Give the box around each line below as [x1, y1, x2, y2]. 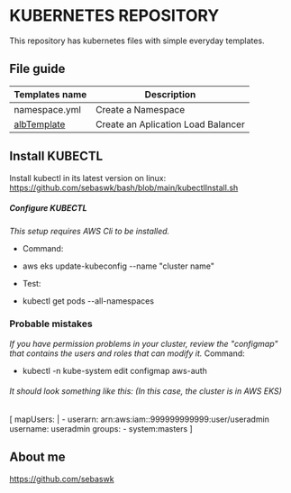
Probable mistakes [9, 317, 93, 330]
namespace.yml [14, 103, 81, 115]
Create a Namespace [95, 103, 186, 115]
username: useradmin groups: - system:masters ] [9, 424, 194, 434]
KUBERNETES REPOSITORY [9, 5, 220, 26]
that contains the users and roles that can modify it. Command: [9, 348, 245, 359]
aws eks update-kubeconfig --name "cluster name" [22, 260, 214, 271]
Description [144, 87, 196, 100]
